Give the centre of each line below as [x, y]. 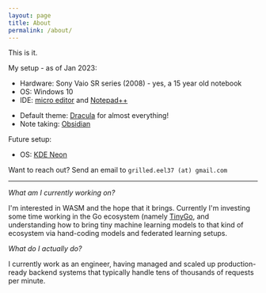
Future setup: [30, 139]
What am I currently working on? [62, 193]
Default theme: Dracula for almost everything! [94, 116]
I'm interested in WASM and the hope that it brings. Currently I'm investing [129, 208]
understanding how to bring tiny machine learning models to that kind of [126, 225]
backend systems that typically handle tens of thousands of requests [142, 272]
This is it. [23, 53]
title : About [30, 23]
